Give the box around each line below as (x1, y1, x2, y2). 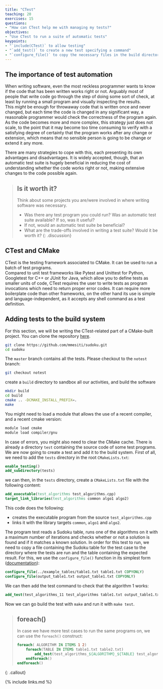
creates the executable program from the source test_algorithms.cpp (12, 514, 152, 520)
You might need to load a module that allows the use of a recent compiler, (5, 411, 152, 417)
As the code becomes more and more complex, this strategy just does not (5, 120, 153, 126)
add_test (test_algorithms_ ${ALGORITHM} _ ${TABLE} (34, 652, 135, 657)
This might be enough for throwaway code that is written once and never (5, 104, 151, 110)
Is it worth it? (16, 184, 57, 193)
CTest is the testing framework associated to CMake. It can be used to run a (5, 259, 157, 265)
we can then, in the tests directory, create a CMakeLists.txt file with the (5, 477, 149, 483)
